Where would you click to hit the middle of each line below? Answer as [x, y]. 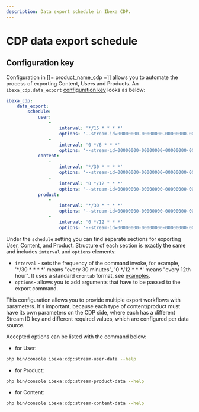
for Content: [29, 392]
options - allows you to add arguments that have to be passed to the [97, 282]
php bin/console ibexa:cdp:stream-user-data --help [71, 359]
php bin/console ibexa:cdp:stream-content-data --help [75, 403]
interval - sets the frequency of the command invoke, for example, [97, 263]
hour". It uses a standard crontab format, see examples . [83, 275]
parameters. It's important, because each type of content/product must [93, 306]
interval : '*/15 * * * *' [91, 128]
